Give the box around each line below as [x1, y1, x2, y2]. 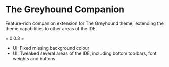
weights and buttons [12, 55, 56, 61]
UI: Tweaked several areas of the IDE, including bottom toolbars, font [12, 50, 157, 56]
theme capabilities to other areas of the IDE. [5, 25, 97, 31]
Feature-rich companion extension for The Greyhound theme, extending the [5, 20, 164, 26]
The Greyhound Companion [5, 4, 125, 15]
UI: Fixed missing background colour [12, 45, 90, 51]
